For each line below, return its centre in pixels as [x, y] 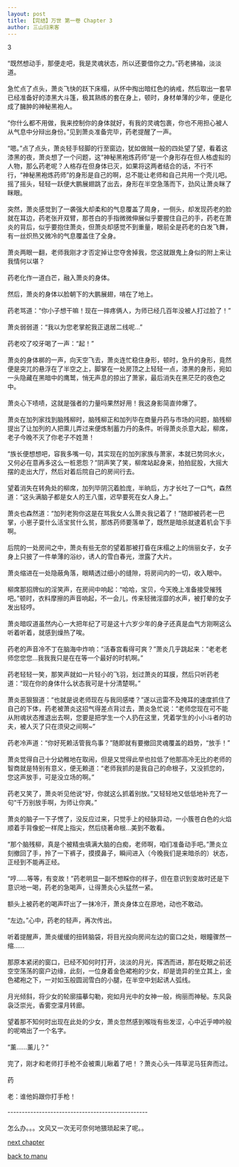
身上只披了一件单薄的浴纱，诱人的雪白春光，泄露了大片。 [91, 556]
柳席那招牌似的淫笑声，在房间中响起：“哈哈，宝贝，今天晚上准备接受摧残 [115, 590]
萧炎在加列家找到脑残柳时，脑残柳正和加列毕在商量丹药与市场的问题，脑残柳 [119, 420]
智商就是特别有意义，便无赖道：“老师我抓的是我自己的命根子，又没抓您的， [118, 769]
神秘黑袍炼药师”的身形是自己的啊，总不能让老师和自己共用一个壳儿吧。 [127, 175]
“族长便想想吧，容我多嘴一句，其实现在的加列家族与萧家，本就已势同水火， [118, 454]
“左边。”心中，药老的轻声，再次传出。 [62, 920]
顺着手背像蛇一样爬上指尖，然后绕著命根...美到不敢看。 [88, 828]
